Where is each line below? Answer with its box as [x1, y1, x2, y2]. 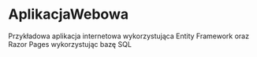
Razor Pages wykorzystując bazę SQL [8, 39, 132, 48]
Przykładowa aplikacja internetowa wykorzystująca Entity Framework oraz [8, 31, 250, 41]
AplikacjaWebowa [8, 5, 128, 23]
